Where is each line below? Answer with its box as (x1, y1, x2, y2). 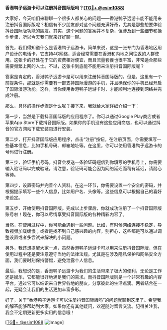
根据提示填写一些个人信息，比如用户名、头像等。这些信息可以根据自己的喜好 (5, 189, 162, 194)
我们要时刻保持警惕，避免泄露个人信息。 (13, 258, 97, 263)
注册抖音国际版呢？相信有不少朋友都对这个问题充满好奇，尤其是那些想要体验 (5, 22, 162, 27)
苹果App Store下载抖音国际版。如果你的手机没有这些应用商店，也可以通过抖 (5, 120, 161, 126)
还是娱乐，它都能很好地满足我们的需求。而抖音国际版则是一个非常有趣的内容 (5, 274, 162, 280)
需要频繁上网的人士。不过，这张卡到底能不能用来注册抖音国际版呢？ (5, 63, 145, 69)
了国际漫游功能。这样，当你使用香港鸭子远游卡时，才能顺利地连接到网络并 (5, 86, 158, 92)
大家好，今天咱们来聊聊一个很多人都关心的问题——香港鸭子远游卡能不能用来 (5, 15, 162, 21)
